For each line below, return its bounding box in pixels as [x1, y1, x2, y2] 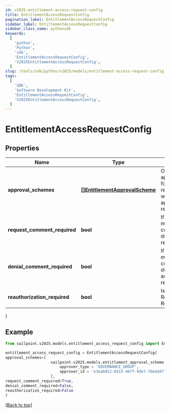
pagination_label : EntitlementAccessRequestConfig [5, 17, 114, 22]
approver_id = [59, 369, 90, 374]
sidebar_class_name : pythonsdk [5, 26, 71, 31]
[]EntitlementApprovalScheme [80, 186, 156, 193]
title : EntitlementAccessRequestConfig [5, 12, 90, 17]
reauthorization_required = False [5, 388, 73, 393]
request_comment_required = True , [5, 378, 73, 384]
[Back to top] [5, 402, 32, 408]
